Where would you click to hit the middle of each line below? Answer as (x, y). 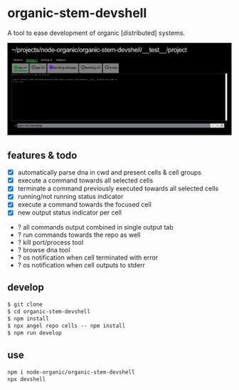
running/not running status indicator (70, 197)
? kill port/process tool (51, 242)
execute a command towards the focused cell (84, 205)
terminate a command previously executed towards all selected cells (118, 189)
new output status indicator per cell (70, 212)
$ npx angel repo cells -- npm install (67, 326)
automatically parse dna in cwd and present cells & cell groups (109, 173)
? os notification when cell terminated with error (88, 257)
